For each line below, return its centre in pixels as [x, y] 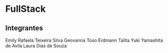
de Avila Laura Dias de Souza [36, 46]
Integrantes [24, 28]
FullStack [26, 9]
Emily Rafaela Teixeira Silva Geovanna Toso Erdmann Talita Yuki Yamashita [84, 40]
